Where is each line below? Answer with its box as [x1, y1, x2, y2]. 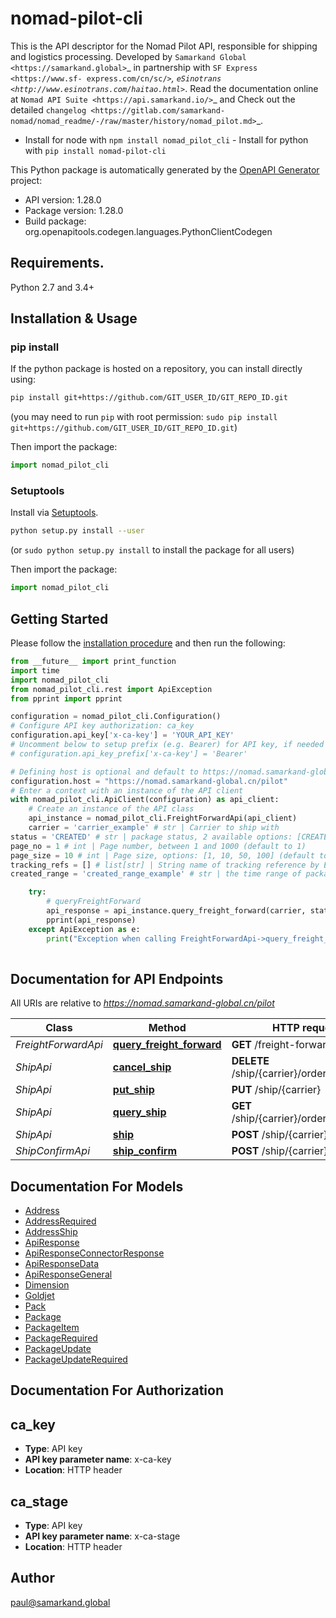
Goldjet [24, 1290, 55, 1302]
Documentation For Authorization [10, 1382, 224, 1399]
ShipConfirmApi [15, 1144, 91, 1158]
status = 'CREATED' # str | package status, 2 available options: [10, 832, 293, 842]
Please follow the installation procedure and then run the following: [10, 637, 286, 649]
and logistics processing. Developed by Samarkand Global [10, 50, 247, 62]
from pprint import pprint [10, 693, 123, 704]
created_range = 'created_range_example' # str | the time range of [10, 869, 302, 879]
